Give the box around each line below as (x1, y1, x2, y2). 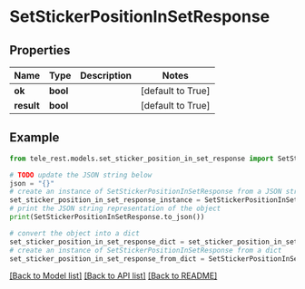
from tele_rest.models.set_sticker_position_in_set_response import (9, 154, 274, 163)
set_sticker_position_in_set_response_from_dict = (9, 254, 205, 264)
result (14, 100, 41, 111)
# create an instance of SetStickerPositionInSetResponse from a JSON (9, 188, 282, 197)
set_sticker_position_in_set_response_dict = (9, 237, 184, 246)
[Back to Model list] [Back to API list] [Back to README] (9, 270, 218, 282)
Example (9, 130, 60, 146)
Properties (9, 43, 71, 58)
